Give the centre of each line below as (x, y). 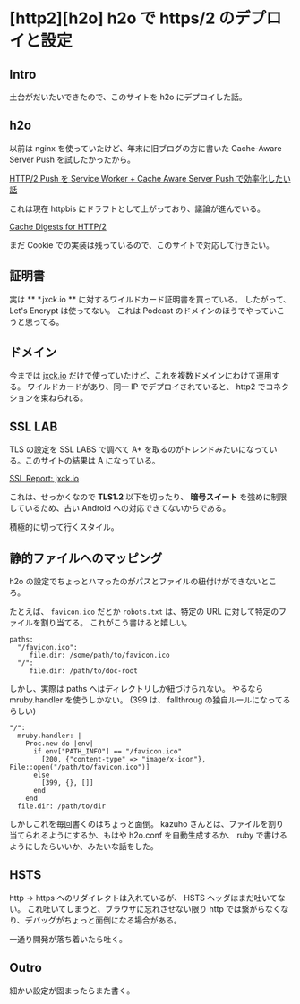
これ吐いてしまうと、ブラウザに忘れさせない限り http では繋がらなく (154, 908)
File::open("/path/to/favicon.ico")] (80, 767)
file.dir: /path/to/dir (61, 806)
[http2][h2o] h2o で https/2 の (122, 18)
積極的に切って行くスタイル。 (64, 527)
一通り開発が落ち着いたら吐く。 (68, 939)
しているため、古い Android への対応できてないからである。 (120, 508)
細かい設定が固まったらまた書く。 (72, 991)
